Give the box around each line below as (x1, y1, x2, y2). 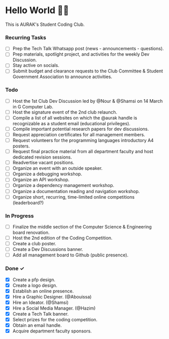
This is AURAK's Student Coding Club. (5, 21, 85, 27)
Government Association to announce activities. (12, 73, 112, 80)
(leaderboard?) (12, 200, 44, 206)
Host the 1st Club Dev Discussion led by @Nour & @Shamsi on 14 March (12, 98, 163, 104)
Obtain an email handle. (12, 322, 62, 328)
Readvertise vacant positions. (12, 160, 75, 166)
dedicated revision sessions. (12, 154, 72, 160)
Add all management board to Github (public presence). (12, 252, 129, 258)
